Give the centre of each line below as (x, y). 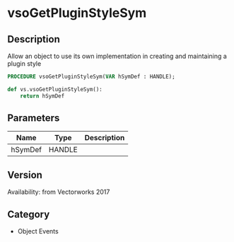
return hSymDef (42, 96)
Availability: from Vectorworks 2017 (59, 192)
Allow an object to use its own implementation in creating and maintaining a (117, 56)
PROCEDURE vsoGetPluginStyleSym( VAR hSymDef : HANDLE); (91, 76)
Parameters (34, 118)
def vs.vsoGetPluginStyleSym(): (55, 89)
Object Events (38, 231)
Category (29, 214)
